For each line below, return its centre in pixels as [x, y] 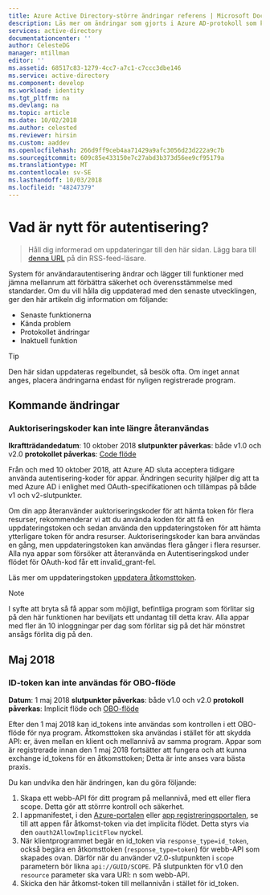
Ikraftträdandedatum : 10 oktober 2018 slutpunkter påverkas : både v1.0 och [135, 446]
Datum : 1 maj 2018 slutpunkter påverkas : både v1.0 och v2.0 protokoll [126, 701]
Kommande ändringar [64, 405]
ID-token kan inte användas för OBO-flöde [92, 682]
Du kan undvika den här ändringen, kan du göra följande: [102, 783]
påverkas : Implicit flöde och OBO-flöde [74, 709]
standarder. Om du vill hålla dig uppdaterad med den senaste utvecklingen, [133, 291]
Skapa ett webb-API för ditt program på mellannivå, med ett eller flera [135, 798]
